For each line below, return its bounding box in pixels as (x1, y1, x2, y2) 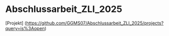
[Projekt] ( (5, 20, 27, 26)
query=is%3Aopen (5, 25, 45, 31)
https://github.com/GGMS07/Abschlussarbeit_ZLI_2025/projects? (26, 20, 164, 26)
